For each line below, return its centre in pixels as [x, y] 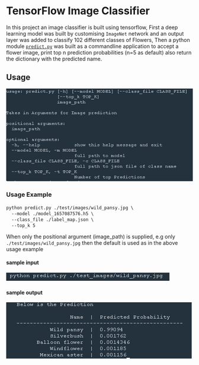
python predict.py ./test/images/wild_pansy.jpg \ [70, 208]
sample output [25, 292]
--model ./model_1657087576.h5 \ [53, 214]
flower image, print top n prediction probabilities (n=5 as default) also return [99, 52]
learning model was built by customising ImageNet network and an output [95, 33]
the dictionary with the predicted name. [54, 59]
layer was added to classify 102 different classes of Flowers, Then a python [98, 40]
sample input [23, 262]
